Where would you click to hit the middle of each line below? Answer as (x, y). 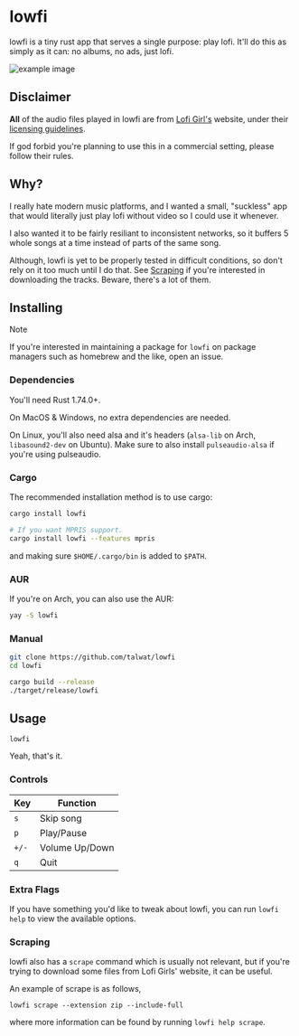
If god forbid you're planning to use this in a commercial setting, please (142, 146)
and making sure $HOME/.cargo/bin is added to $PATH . (108, 556)
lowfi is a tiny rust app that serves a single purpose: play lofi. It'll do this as (148, 42)
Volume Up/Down (77, 847)
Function (77, 803)
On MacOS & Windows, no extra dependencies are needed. (120, 417)
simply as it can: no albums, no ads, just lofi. (92, 51)
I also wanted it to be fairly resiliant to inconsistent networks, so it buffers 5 (149, 233)
